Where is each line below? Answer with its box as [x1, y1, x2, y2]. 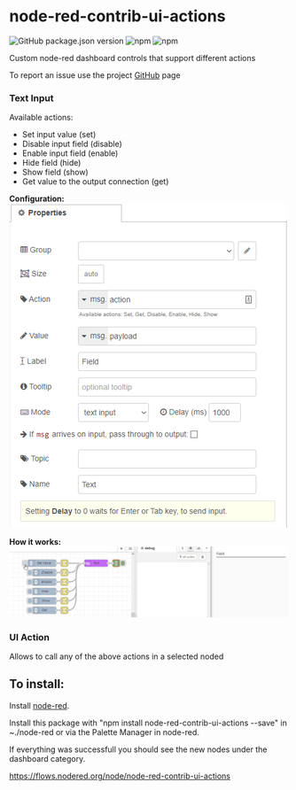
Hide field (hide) [21, 158, 82, 168]
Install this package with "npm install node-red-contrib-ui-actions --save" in [9, 717, 288, 728]
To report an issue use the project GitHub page [9, 69, 181, 81]
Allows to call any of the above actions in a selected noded [9, 651, 224, 662]
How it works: [9, 537, 62, 547]
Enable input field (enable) [21, 148, 119, 159]
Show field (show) [21, 167, 89, 178]
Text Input [9, 91, 54, 104]
